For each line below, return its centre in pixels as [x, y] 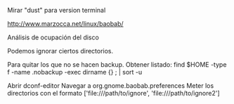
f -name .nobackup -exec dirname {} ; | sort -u [75, 72]
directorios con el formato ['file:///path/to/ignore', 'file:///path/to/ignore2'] [113, 93]
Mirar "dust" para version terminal [57, 10]
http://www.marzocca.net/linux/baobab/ [66, 24]
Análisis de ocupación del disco [53, 37]
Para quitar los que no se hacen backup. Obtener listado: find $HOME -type [117, 65]
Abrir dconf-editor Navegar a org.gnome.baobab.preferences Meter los [111, 86]
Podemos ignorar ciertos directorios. [60, 51]
